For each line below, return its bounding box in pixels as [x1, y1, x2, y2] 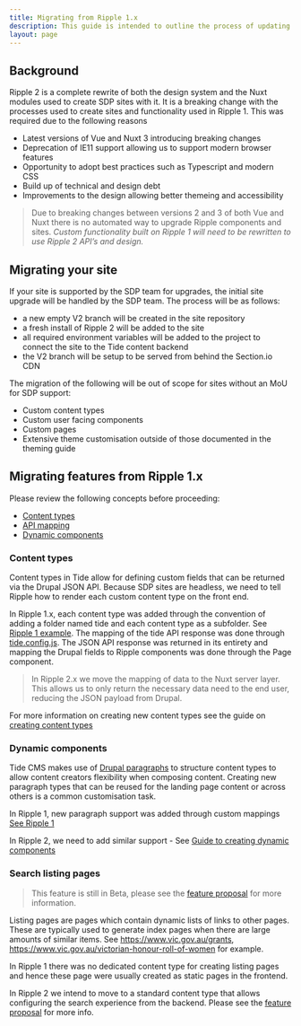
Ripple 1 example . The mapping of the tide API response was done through [9, 627, 285, 638]
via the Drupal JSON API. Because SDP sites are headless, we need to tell [9, 582, 281, 592]
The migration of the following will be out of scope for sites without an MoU [9, 378, 288, 389]
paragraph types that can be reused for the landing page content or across [9, 782, 287, 793]
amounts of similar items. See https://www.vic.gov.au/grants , [9, 934, 235, 944]
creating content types [9, 720, 93, 731]
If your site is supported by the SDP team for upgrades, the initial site [9, 286, 264, 296]
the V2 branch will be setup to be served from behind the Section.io [21, 351, 273, 362]
